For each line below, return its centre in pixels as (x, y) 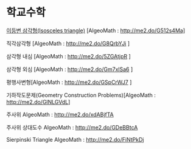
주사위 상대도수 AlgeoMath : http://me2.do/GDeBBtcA (72, 127)
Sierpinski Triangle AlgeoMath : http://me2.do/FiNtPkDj (75, 139)
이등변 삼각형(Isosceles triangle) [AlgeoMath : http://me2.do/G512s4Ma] (96, 30)
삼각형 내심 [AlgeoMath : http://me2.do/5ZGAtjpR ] (68, 56)
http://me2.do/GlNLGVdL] (38, 102)
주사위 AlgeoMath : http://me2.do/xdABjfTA (60, 114)
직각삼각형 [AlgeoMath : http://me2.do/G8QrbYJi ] (68, 43)
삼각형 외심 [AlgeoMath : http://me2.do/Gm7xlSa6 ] (70, 69)
